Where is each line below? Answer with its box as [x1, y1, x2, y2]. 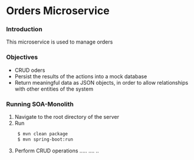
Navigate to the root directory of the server [14, 114, 120, 121]
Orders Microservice [6, 4, 110, 18]
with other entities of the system [14, 85, 93, 92]
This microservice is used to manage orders [6, 38, 113, 45]
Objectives [6, 53, 38, 61]
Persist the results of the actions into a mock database [14, 72, 147, 80]
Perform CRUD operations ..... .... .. [14, 147, 99, 154]
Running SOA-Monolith [6, 100, 74, 108]
